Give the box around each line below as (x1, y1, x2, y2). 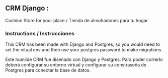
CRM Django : (5, 4, 49, 13)
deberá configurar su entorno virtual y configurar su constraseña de (5, 62, 147, 68)
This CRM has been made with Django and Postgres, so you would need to (5, 41, 160, 47)
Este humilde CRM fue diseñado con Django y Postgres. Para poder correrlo (5, 56, 163, 62)
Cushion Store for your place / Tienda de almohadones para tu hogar (5, 17, 148, 23)
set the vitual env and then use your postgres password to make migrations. (5, 47, 162, 53)
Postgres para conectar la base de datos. (5, 67, 91, 73)
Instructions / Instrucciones (5, 30, 74, 37)
